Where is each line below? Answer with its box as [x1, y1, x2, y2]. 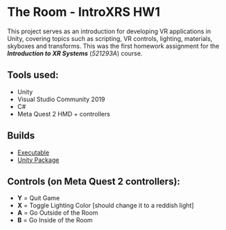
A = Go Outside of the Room [17, 209, 98, 217]
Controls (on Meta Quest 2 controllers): [7, 175, 180, 187]
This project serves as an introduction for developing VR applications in [7, 27, 211, 35]
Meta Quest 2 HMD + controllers [17, 109, 111, 118]
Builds [7, 130, 35, 142]
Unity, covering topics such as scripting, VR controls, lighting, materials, [7, 34, 213, 42]
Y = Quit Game [17, 194, 60, 202]
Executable [17, 148, 50, 157]
